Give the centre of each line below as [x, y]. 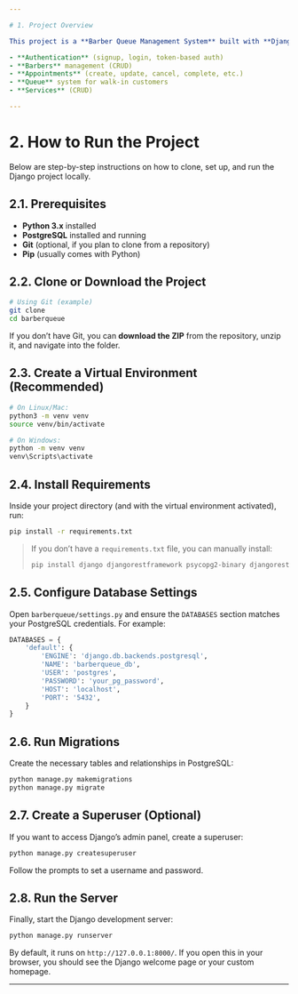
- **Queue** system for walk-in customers [89, 82]
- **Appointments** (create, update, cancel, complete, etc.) [126, 74]
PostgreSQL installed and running [84, 235]
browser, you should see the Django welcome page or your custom [132, 962]
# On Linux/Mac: [39, 407]
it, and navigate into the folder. [65, 345]
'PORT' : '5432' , [71, 697]
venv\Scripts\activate [51, 457]
